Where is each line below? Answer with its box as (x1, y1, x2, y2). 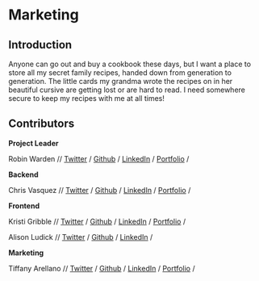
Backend (8, 170, 39, 179)
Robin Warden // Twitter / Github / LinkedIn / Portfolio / (8, 153, 190, 163)
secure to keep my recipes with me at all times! (8, 94, 165, 103)
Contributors (8, 117, 75, 131)
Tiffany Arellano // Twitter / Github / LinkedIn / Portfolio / (8, 263, 195, 273)
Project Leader (8, 138, 59, 148)
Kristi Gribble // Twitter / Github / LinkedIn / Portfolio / (8, 216, 186, 226)
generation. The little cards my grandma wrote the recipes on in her (8, 77, 233, 86)
